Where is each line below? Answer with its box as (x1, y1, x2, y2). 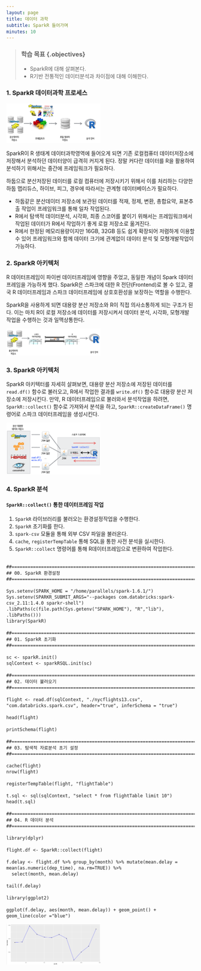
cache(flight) (6, 763, 42, 769)
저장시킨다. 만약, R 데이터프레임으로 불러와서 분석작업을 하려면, (22, 395, 169, 402)
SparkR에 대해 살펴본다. (29, 65, 87, 72)
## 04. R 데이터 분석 (6, 817, 54, 823)
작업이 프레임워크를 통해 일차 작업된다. (21, 205, 111, 212)
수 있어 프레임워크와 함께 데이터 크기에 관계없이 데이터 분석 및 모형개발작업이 (14, 235, 194, 242)
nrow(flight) (6, 769, 39, 775)
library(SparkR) (6, 618, 47, 624)
